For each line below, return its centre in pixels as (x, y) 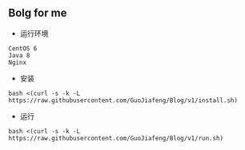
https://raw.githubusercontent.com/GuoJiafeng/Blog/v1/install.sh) (123, 100)
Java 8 (19, 55)
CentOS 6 (23, 48)
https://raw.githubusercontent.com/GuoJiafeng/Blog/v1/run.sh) (116, 138)
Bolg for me (38, 13)
